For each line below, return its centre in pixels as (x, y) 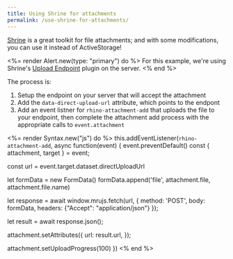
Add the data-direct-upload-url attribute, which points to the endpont (119, 102)
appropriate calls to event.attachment (71, 124)
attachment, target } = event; (49, 153)
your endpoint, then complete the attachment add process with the (113, 117)
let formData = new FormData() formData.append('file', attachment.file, (109, 179)
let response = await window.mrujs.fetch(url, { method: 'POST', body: (106, 200)
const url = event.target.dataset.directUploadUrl (76, 166)
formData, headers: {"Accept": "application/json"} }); (83, 208)
